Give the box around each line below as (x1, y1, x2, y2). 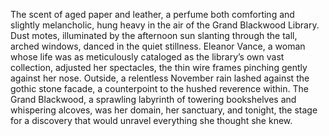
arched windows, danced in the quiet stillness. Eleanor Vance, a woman (10, 40, 306, 52)
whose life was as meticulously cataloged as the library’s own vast (10, 51, 285, 63)
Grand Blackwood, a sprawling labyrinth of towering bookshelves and (10, 94, 297, 105)
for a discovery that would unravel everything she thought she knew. (10, 115, 293, 126)
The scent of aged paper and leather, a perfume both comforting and (10, 9, 295, 20)
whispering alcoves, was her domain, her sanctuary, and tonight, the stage (10, 104, 318, 116)
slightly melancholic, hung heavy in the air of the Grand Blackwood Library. (10, 19, 320, 31)
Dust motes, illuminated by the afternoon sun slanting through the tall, (10, 30, 298, 41)
